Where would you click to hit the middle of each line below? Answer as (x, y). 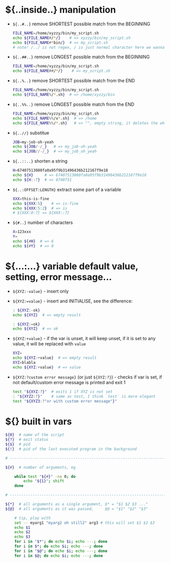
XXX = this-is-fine (31, 199)
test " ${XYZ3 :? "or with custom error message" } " (65, 401)
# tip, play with (33, 518)
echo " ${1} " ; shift (44, 481)
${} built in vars (39, 421)
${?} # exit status (27, 440)
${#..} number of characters (43, 222)
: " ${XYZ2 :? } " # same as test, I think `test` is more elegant (84, 396)
